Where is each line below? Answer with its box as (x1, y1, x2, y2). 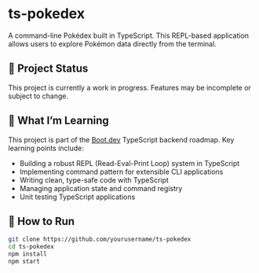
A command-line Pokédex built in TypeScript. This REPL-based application (8, 31, 250, 40)
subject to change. (8, 91, 69, 101)
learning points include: (8, 143, 84, 153)
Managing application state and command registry (19, 183, 183, 193)
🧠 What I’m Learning (8, 114, 110, 127)
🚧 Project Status (8, 62, 89, 76)
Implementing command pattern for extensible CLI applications (19, 167, 224, 176)
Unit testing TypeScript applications (19, 192, 136, 201)
